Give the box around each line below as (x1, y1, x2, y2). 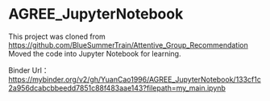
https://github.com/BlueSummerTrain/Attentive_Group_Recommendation (8, 40, 248, 49)
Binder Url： (8, 65, 50, 75)
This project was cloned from (8, 32, 106, 41)
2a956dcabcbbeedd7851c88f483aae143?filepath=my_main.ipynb (8, 82, 226, 93)
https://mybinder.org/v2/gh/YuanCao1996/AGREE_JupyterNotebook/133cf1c (8, 74, 262, 84)
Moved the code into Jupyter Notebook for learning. (8, 48, 181, 58)
